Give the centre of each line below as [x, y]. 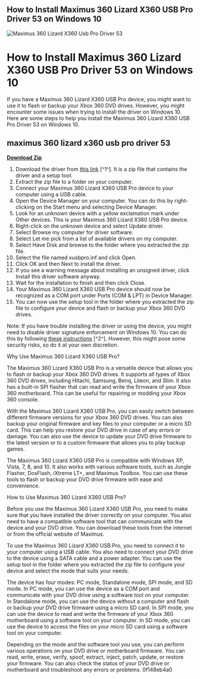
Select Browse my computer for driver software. [74, 232]
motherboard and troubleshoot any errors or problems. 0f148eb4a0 [90, 669]
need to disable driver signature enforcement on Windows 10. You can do [97, 332]
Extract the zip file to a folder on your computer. [74, 181]
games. [16, 449]
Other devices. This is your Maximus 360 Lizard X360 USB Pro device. [102, 219]
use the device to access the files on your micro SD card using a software [97, 626]
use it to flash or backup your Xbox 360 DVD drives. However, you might [96, 105]
